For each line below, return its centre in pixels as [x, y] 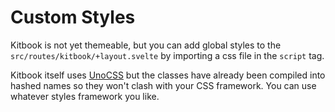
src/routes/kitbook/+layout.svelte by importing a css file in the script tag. [167, 55]
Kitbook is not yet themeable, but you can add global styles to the [146, 45]
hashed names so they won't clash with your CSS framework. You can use [163, 85]
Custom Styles [73, 17]
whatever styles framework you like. [85, 96]
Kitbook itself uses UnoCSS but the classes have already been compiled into [168, 75]
